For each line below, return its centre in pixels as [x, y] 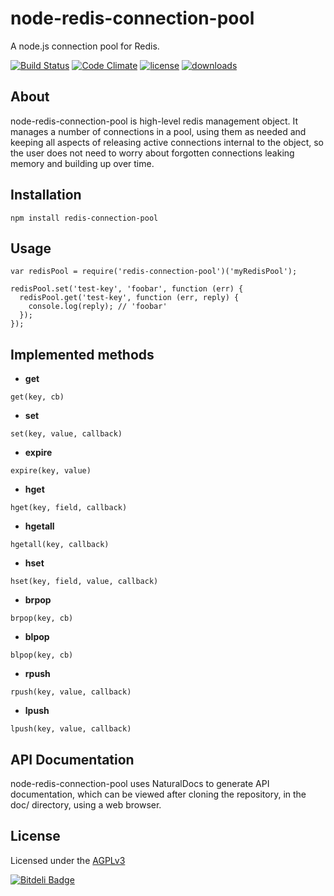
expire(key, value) [51, 471]
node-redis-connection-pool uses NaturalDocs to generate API [140, 783]
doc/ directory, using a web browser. [86, 805]
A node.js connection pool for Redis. [85, 46]
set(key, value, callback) [66, 434]
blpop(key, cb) [42, 655]
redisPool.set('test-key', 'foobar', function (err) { [127, 289]
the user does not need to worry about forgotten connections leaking [152, 153]
